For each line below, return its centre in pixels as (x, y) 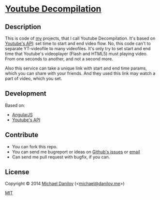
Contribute (22, 135)
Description (23, 27)
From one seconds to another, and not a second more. (59, 59)
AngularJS (22, 114)
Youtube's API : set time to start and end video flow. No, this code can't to (78, 43)
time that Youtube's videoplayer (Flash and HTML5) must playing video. (76, 54)
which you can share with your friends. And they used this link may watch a (80, 73)
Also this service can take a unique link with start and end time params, (76, 68)
